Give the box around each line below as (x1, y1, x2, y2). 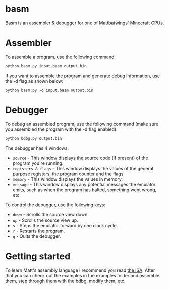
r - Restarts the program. (12, 228, 65, 234)
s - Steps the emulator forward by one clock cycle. (12, 222, 118, 228)
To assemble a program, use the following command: (5, 54, 116, 60)
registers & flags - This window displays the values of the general (12, 165, 154, 171)
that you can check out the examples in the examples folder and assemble (5, 272, 160, 278)
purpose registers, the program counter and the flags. (12, 171, 125, 177)
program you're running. (12, 160, 64, 166)
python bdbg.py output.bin (5, 136, 62, 141)
